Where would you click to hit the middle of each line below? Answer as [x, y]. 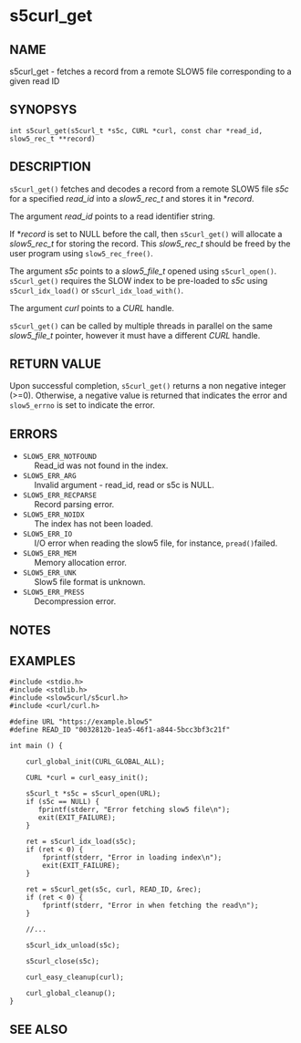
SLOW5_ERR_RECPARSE [60, 495]
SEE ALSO [39, 1029]
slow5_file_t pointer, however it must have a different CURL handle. [135, 335]
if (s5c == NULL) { [63, 802]
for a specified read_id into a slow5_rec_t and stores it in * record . [132, 198]
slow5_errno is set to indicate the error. [82, 405]
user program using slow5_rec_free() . [81, 253]
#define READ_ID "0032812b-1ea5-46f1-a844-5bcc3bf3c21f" [120, 730]
